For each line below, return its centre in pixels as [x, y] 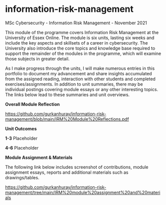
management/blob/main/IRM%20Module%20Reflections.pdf [67, 119]
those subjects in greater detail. [37, 58]
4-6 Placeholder [22, 148]
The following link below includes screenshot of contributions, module [77, 167]
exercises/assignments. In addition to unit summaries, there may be [74, 84]
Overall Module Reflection [32, 104]
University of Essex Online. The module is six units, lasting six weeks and [80, 38]
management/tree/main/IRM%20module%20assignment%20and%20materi [83, 192]
